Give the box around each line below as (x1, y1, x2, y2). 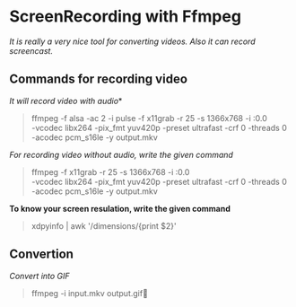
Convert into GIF (9, 270, 70, 281)
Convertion (9, 247, 74, 262)
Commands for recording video (9, 72, 188, 87)
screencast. (9, 45, 54, 56)
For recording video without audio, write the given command (9, 149, 233, 160)
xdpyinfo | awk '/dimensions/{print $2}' (30, 220, 177, 231)
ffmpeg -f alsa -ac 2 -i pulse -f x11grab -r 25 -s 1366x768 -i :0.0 (30, 112, 267, 123)
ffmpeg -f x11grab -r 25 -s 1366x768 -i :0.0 (30, 166, 190, 177)
